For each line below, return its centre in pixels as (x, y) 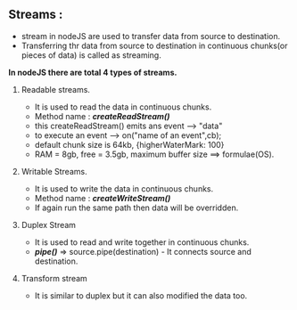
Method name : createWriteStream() (103, 198)
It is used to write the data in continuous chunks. (124, 188)
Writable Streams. (54, 171)
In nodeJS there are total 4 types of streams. (93, 72)
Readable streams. (56, 89)
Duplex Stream (49, 224)
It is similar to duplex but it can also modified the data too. (141, 295)
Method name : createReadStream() (102, 116)
